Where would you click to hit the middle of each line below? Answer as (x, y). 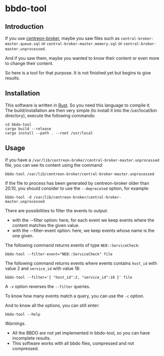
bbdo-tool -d (18, 197)
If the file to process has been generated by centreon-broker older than (77, 183)
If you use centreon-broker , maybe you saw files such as (62, 38)
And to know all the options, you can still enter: (52, 305)
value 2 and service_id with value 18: (43, 268)
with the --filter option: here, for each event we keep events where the (83, 220)
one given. (23, 236)
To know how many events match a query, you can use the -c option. (75, 296)
